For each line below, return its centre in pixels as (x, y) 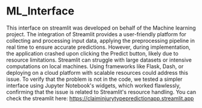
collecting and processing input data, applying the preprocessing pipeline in (100, 40)
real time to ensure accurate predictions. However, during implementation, (99, 47)
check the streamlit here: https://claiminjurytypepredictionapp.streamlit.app (100, 98)
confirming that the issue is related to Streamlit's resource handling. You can (101, 92)
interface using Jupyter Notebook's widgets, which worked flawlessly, (93, 85)
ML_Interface (40, 11)
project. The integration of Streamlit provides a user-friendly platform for (96, 34)
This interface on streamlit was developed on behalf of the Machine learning (101, 28)
